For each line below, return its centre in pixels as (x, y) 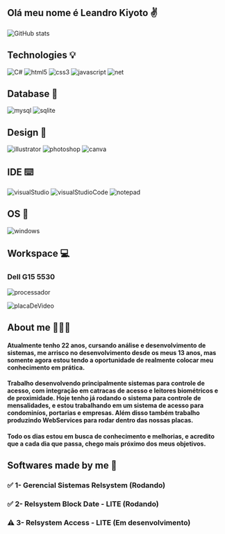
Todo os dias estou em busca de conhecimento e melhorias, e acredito (111, 436)
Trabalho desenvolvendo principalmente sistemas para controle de (106, 384)
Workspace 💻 (39, 254)
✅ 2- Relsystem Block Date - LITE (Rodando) (83, 503)
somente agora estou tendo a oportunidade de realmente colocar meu (110, 360)
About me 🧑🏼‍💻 (39, 327)
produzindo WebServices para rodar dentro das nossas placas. (100, 421)
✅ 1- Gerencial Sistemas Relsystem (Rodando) (86, 485)
